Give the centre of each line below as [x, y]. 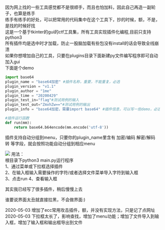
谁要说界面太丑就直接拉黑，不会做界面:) [45, 199]
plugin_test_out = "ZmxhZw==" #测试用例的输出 [48, 105]
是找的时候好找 [20, 26]
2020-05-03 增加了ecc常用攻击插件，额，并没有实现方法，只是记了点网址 [80, 210]
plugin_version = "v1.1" [30, 86]
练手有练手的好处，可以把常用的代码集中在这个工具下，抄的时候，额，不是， [82, 19]
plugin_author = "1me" [28, 91]
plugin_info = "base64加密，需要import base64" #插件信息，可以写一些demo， [79, 109]
